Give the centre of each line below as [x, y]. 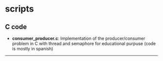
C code [16, 27]
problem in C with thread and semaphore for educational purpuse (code [84, 44]
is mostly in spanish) [33, 49]
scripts [19, 9]
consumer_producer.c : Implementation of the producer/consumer [79, 38]
